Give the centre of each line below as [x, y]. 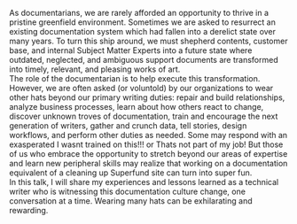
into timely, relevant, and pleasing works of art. [95, 69]
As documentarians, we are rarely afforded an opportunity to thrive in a [139, 13]
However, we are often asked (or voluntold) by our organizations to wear [141, 88]
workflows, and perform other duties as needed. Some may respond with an [148, 135]
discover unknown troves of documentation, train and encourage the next [144, 116]
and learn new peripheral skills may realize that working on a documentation [148, 163]
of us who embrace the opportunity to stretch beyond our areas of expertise [148, 154]
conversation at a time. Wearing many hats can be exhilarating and [131, 201]
